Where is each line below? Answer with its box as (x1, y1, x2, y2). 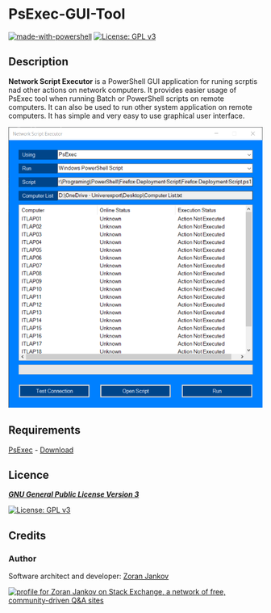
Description (8, 55, 69, 69)
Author (8, 552, 37, 564)
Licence (8, 468, 50, 481)
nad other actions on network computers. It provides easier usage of (8, 85, 236, 94)
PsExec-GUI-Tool (8, 5, 126, 23)
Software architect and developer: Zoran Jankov (8, 571, 169, 582)
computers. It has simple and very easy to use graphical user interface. (8, 111, 245, 120)
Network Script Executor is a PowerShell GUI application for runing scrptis (8, 76, 258, 86)
